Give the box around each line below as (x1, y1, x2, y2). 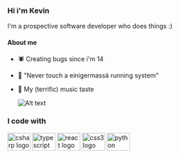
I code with (7, 116, 46, 126)
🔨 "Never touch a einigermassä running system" (17, 70, 159, 80)
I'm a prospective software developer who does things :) (7, 22, 173, 31)
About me (7, 38, 38, 46)
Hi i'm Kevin (7, 6, 50, 16)
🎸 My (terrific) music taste (17, 85, 94, 93)
